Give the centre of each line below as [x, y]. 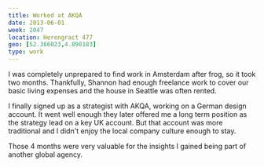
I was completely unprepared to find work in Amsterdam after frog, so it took [132, 74]
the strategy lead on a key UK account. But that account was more [115, 123]
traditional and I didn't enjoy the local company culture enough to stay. [122, 131]
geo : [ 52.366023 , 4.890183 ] [52, 45]
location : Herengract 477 [50, 37]
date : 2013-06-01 [37, 23]
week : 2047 [26, 30]
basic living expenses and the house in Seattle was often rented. [113, 91]
